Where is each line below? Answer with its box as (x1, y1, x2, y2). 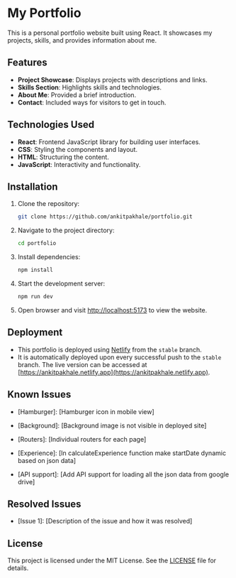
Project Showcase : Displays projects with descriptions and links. (17, 75, 208, 84)
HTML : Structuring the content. (17, 153, 110, 161)
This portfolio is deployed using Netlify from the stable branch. (17, 345, 202, 354)
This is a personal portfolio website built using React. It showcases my (7, 28, 213, 37)
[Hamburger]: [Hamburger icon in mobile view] (17, 407, 154, 416)
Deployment (7, 327, 63, 339)
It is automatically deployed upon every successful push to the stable (17, 353, 222, 361)
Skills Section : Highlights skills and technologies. (17, 83, 162, 92)
